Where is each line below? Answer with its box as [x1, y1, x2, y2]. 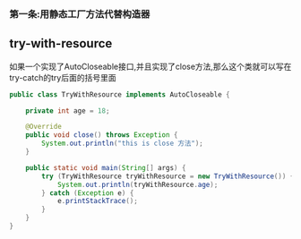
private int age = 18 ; [25, 106, 110, 115]
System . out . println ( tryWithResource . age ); [56, 180, 219, 189]
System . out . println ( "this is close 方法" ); [41, 139, 204, 149]
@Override [25, 123, 63, 132]
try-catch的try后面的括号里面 [9, 72, 116, 82]
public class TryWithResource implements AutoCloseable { [9, 90, 230, 99]
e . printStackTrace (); [56, 197, 139, 206]
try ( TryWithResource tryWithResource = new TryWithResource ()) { [41, 172, 295, 181]
